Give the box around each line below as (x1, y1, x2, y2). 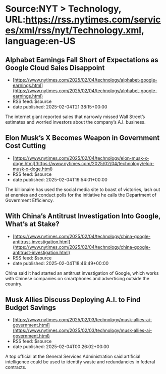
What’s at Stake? (5, 220, 60, 229)
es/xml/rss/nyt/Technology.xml (5, 25, 142, 36)
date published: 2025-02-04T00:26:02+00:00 (12, 344, 109, 350)
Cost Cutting (5, 141, 46, 150)
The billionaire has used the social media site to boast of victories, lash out (5, 186, 160, 193)
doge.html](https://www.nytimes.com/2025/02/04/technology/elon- (12, 160, 155, 166)
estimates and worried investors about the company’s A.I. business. (5, 119, 146, 125)
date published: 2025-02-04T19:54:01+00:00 (12, 176, 107, 182)
